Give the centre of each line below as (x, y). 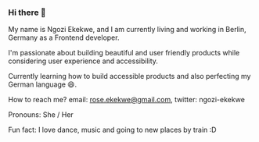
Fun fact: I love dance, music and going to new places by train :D (112, 130)
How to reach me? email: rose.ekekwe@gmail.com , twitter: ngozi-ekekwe (126, 100)
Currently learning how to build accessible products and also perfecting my (129, 76)
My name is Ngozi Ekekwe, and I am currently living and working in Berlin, (127, 30)
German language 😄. (42, 84)
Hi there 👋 (27, 12)
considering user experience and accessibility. (83, 61)
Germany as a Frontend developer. (64, 37)
